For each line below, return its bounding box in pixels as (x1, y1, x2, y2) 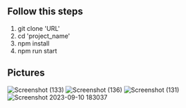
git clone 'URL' (17, 24, 60, 32)
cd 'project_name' (17, 32, 70, 40)
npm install (17, 39, 50, 48)
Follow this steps (7, 6, 83, 18)
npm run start (17, 46, 58, 55)
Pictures (7, 67, 45, 79)
